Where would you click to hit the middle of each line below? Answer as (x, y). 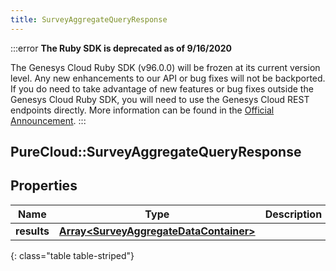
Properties (44, 186)
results (32, 231)
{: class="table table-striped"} (72, 255)
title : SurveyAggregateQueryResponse (89, 19)
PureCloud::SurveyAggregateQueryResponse (156, 152)
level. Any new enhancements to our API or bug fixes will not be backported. (168, 78)
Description (293, 214)
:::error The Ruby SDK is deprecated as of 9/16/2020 (121, 48)
